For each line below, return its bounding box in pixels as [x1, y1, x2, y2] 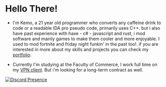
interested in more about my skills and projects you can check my [12, 46, 149, 52]
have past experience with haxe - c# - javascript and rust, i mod [12, 30, 145, 36]
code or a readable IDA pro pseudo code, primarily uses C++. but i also [12, 25, 160, 31]
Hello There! [5, 3, 58, 15]
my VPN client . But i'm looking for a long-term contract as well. [12, 66, 143, 73]
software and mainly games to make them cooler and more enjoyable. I [12, 36, 160, 42]
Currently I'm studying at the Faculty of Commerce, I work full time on [12, 61, 157, 67]
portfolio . [12, 51, 32, 58]
